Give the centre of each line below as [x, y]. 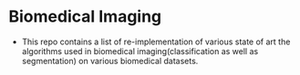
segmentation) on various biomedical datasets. [110, 61]
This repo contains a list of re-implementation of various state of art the [156, 42]
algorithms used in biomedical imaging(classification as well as [140, 51]
